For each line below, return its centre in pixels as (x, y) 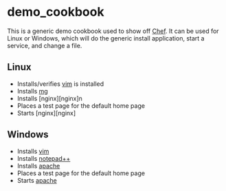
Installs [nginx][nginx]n (49, 98)
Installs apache (38, 166)
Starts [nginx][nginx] (46, 113)
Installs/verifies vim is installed (60, 84)
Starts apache (37, 180)
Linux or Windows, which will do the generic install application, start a (106, 38)
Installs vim (33, 151)
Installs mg (32, 91)
